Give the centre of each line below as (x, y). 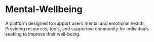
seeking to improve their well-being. (43, 34)
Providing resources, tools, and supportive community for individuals (77, 28)
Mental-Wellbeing (44, 9)
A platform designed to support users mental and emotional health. (75, 23)
